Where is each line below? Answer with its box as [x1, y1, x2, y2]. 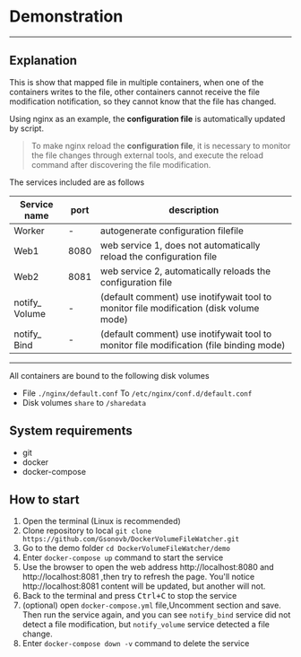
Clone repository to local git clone [21, 525, 152, 536]
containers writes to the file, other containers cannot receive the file [9, 86, 260, 97]
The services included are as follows [9, 177, 145, 188]
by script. [9, 123, 45, 134]
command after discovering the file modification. [30, 159, 211, 170]
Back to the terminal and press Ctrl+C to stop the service [21, 591, 237, 601]
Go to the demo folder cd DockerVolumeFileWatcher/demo [21, 543, 231, 554]
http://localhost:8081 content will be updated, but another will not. [21, 581, 266, 591]
